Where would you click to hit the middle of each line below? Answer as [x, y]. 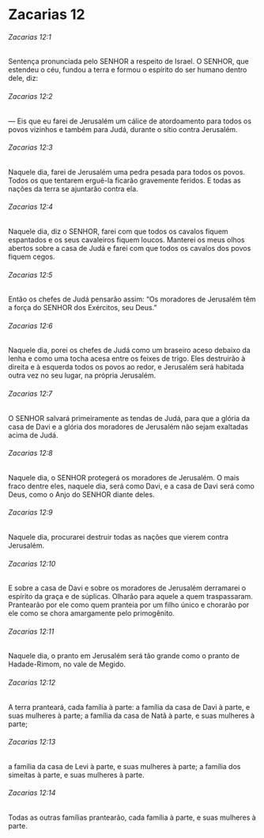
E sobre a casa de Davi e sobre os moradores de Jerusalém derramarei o [127, 588]
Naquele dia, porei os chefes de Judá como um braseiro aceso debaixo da [129, 351]
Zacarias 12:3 [30, 147]
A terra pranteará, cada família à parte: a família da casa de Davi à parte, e [129, 707]
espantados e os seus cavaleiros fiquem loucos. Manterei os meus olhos [126, 240]
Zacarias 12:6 [30, 325]
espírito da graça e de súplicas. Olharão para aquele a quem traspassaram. [130, 597]
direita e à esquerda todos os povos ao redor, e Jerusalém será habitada [126, 367]
